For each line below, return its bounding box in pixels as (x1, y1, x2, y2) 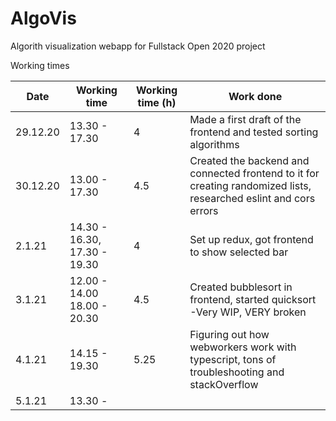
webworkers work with (189, 340, 297, 354)
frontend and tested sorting (189, 125, 319, 139)
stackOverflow (189, 377, 259, 391)
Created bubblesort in (189, 280, 293, 294)
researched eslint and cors (189, 191, 316, 205)
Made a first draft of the (189, 112, 302, 126)
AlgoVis (10, 7, 77, 30)
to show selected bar (189, 245, 289, 259)
